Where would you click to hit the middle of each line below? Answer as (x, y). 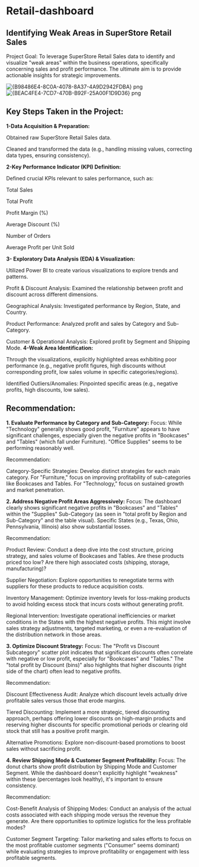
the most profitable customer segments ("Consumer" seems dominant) (93, 845)
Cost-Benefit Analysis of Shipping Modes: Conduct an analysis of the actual (99, 808)
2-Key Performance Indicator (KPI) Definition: (64, 167)
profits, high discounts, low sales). (48, 389)
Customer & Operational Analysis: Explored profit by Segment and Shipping (98, 341)
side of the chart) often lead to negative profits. (64, 671)
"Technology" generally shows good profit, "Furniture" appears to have (93, 429)
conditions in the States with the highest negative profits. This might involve (99, 622)
